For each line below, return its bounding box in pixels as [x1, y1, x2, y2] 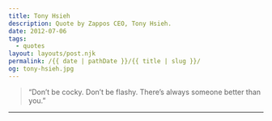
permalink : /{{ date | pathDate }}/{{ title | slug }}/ [8, 58, 201, 66]
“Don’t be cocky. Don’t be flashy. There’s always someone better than [28, 87, 261, 97]
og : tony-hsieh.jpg [8, 65, 74, 73]
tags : [8, 34, 27, 43]
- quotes [15, 42, 45, 50]
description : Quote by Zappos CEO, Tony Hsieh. [8, 19, 172, 28]
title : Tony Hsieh [8, 11, 70, 20]
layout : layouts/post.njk [8, 50, 96, 58]
